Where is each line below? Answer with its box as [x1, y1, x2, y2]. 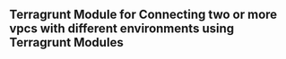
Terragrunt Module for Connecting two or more [9, 7, 278, 22]
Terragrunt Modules [9, 35, 124, 50]
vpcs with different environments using [9, 21, 235, 37]
